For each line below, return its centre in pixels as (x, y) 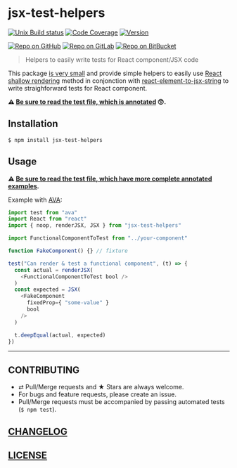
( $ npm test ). (37, 410)
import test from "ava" (43, 212)
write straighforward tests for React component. (78, 88)
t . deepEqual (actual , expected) (60, 335)
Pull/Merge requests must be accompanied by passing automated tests (121, 402)
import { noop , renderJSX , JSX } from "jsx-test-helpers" (95, 226)
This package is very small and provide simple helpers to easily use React (115, 73)
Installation (33, 124)
